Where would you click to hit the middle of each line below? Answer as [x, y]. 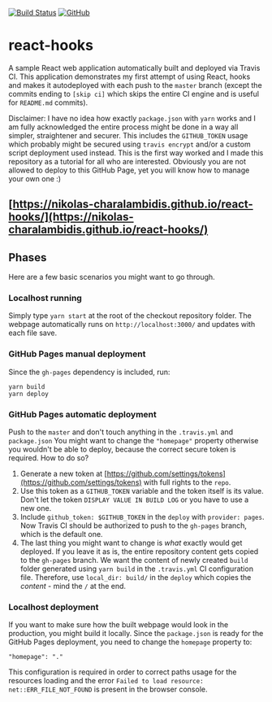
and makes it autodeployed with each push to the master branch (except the [135, 85]
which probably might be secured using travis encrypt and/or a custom [130, 144]
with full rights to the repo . [187, 482]
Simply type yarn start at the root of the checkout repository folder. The [130, 316]
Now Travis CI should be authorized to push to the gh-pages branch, [134, 525]
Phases [28, 257]
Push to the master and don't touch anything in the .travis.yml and [121, 432]
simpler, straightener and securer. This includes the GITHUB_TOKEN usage [128, 135]
